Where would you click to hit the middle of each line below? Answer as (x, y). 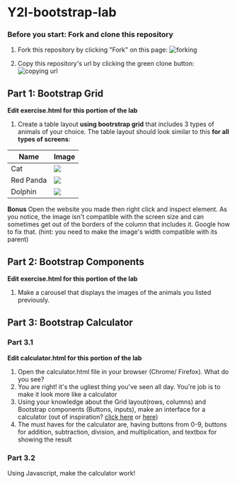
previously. (34, 300)
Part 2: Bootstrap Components (76, 262)
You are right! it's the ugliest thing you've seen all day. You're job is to (119, 386)
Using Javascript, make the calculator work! (71, 473)
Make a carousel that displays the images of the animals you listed (114, 293)
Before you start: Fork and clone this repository (90, 35)
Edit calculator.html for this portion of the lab (75, 358)
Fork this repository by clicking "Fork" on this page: (93, 50)
